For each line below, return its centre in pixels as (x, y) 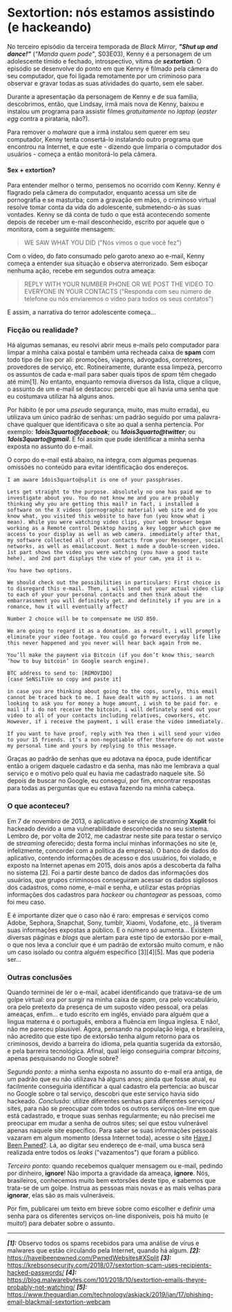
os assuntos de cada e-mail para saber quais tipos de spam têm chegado (112, 374)
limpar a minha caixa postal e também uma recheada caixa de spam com (111, 352)
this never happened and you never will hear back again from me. (105, 643)
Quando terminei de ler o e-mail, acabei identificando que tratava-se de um (115, 992)
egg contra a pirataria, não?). (48, 118)
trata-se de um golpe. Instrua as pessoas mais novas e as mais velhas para (114, 1188)
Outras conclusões (40, 977)
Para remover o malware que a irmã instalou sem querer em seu (98, 132)
